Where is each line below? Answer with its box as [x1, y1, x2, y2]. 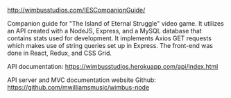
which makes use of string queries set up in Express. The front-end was [7, 42, 214, 49]
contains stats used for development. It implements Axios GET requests [7, 34, 212, 42]
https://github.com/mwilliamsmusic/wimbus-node [7, 83, 150, 91]
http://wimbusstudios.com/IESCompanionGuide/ [7, 6, 146, 14]
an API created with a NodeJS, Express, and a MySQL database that [7, 27, 203, 35]
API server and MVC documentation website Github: [7, 76, 156, 84]
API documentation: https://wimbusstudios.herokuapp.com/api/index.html [7, 63, 219, 70]
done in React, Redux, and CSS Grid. [7, 49, 112, 57]
